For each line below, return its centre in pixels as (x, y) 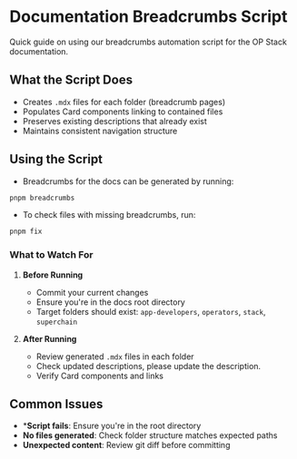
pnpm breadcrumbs (42, 198)
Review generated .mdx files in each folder (115, 356)
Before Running (53, 275)
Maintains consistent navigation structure (100, 131)
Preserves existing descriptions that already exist (114, 121)
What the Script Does (71, 80)
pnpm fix (26, 232)
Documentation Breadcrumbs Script (148, 17)
